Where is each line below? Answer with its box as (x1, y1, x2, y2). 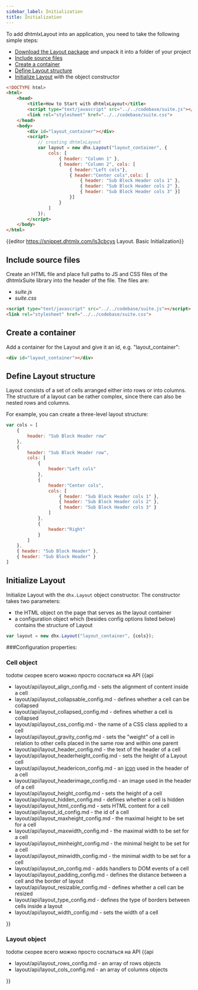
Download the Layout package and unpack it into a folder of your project (14, 48, 192, 55)
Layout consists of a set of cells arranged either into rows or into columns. (6, 387, 187, 394)
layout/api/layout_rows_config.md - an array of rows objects (14, 960, 161, 967)
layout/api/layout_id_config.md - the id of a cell (14, 808, 129, 815)
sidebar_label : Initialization (6, 8, 83, 15)
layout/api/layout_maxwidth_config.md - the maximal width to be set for (14, 827, 189, 834)
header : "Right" (48, 526, 85, 532)
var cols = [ (6, 422, 38, 428)
